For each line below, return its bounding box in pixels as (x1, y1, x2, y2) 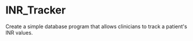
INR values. (5, 29, 33, 36)
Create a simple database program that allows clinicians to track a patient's (5, 23, 187, 30)
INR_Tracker (5, 4, 66, 17)
